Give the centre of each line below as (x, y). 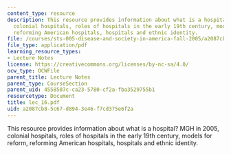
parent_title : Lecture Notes (49, 77)
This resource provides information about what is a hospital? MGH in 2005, (113, 128)
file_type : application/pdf (47, 45)
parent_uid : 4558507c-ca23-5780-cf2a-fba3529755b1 (81, 90)
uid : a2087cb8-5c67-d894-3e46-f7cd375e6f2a (70, 109)
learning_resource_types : (44, 52)
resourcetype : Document (41, 97)
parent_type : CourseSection (47, 84)
